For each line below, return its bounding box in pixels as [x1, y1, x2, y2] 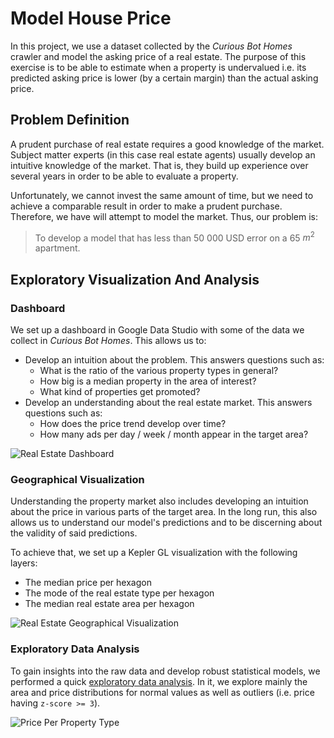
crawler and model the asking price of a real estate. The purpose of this [10, 50, 307, 62]
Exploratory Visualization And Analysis [10, 271, 260, 288]
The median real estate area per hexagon [24, 598, 195, 610]
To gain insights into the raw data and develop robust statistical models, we [10, 665, 321, 677]
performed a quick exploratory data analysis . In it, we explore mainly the [10, 675, 308, 687]
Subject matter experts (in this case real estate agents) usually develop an [10, 148, 316, 161]
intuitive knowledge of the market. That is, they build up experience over [10, 159, 309, 171]
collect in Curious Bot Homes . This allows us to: [10, 335, 207, 347]
